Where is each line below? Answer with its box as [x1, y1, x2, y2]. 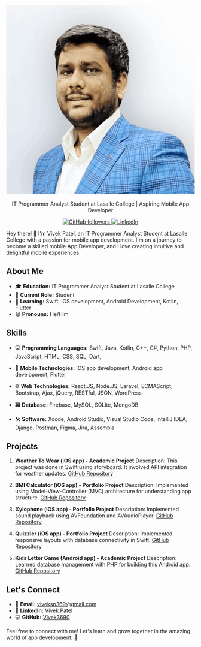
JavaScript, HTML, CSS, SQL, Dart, [14, 353, 102, 360]
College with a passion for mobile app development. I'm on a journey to [6, 236, 182, 243]
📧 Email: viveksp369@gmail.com [14, 601, 97, 608]
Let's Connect [6, 585, 60, 595]
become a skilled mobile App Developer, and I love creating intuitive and [6, 243, 184, 249]
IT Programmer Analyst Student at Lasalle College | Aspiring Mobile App [11, 200, 190, 207]
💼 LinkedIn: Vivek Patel [14, 607, 73, 614]
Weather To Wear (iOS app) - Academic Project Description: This [14, 457, 178, 464]
